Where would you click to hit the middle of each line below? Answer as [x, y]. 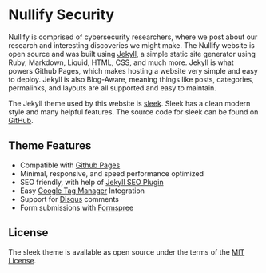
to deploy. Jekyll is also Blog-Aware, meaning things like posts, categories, [131, 79]
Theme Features [50, 146]
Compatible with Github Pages [70, 165]
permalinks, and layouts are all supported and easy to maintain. [113, 88]
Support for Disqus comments [69, 199]
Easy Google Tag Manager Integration [82, 191]
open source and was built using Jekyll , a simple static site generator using [132, 54]
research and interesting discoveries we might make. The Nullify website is [132, 45]
